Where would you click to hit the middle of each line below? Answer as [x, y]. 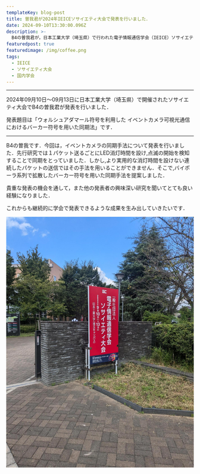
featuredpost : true [30, 44]
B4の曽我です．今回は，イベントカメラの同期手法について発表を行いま [93, 146]
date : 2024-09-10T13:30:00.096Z [46, 25]
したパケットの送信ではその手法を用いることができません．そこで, [93, 168]
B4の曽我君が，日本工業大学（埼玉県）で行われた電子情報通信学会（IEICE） [91, 38]
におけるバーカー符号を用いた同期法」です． [61, 127]
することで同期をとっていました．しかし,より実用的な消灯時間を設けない [95, 161]
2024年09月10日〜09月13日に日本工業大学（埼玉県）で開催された [87, 100]
